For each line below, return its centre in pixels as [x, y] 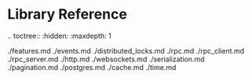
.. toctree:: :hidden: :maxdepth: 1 [59, 36]
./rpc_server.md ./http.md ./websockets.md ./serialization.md [106, 59]
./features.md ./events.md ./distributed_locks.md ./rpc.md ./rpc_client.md [126, 50]
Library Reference [67, 14]
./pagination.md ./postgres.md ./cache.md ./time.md [92, 67]
